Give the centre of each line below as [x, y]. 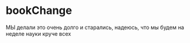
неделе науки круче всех [38, 33]
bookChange [39, 11]
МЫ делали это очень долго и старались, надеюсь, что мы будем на [95, 27]
